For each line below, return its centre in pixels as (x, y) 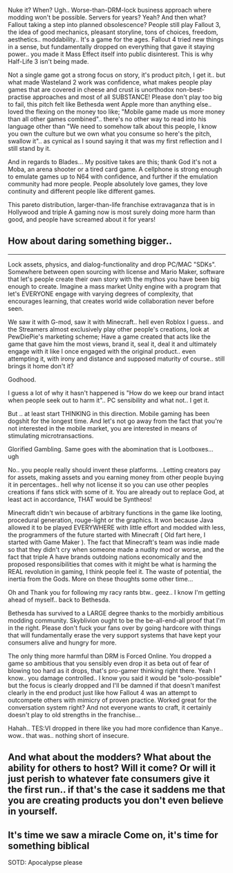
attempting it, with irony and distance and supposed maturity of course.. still (116, 359)
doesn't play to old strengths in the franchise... (74, 714)
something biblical (49, 846)
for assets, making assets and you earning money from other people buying (116, 477)
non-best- (190, 90)
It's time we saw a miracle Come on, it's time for (113, 835)
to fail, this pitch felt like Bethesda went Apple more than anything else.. (110, 104)
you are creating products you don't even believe (116, 801)
